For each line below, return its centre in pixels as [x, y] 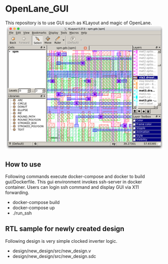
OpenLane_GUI [37, 9]
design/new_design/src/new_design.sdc [54, 256]
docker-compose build [36, 202]
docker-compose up [34, 207]
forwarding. [17, 192]
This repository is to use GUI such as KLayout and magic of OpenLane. [78, 23]
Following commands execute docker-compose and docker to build [75, 176]
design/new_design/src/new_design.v [52, 251]
